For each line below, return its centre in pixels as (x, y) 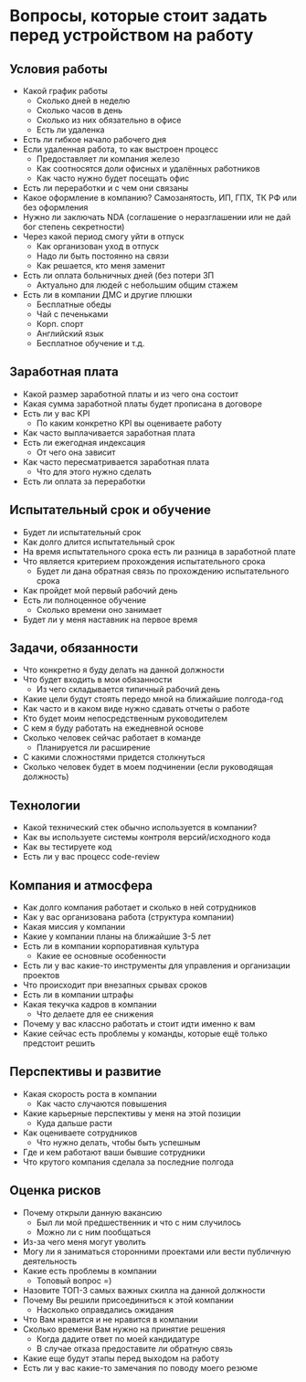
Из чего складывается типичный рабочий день (128, 690)
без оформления (55, 207)
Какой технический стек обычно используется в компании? (140, 828)
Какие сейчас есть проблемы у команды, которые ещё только (145, 1034)
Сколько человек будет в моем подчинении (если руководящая (148, 767)
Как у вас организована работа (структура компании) (128, 917)
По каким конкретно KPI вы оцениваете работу (129, 423)
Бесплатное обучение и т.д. (90, 343)
